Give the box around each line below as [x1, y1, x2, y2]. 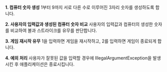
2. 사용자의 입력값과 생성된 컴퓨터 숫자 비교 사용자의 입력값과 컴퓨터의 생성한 [5, 21, 153, 27]
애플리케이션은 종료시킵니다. [19, 61, 75, 67]
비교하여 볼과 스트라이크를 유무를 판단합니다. [10, 27, 97, 33]
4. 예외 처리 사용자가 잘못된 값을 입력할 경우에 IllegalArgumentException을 [5, 55, 152, 61]
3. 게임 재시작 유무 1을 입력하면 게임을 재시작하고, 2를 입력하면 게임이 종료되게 [5, 38, 157, 44]
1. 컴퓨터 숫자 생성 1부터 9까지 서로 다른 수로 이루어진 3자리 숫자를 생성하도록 [5, 4, 155, 10]
